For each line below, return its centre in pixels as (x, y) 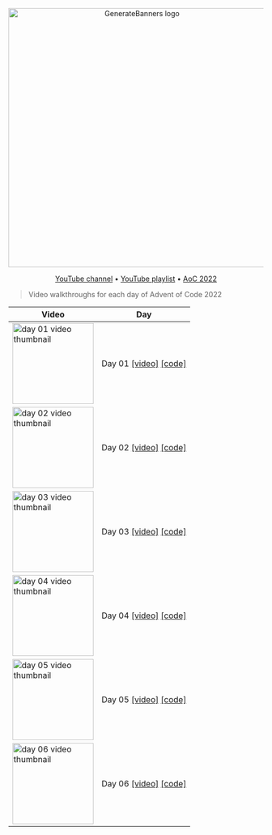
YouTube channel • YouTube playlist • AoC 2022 (136, 279)
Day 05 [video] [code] (144, 699)
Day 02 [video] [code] (144, 447)
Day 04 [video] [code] (144, 616)
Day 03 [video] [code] (144, 532)
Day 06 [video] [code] (144, 784)
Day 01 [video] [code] (144, 363)
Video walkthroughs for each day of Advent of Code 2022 (125, 294)
